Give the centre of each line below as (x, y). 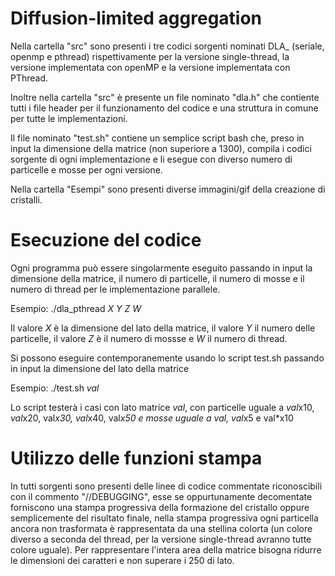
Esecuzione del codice (106, 240)
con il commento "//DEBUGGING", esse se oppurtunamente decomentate (161, 496)
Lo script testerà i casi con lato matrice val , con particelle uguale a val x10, (162, 407)
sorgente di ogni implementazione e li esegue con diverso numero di (151, 159)
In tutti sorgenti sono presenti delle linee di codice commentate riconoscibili (166, 486)
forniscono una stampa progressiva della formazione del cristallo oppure (160, 507)
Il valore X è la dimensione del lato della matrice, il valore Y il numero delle (163, 328)
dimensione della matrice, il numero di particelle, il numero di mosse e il (157, 278)
